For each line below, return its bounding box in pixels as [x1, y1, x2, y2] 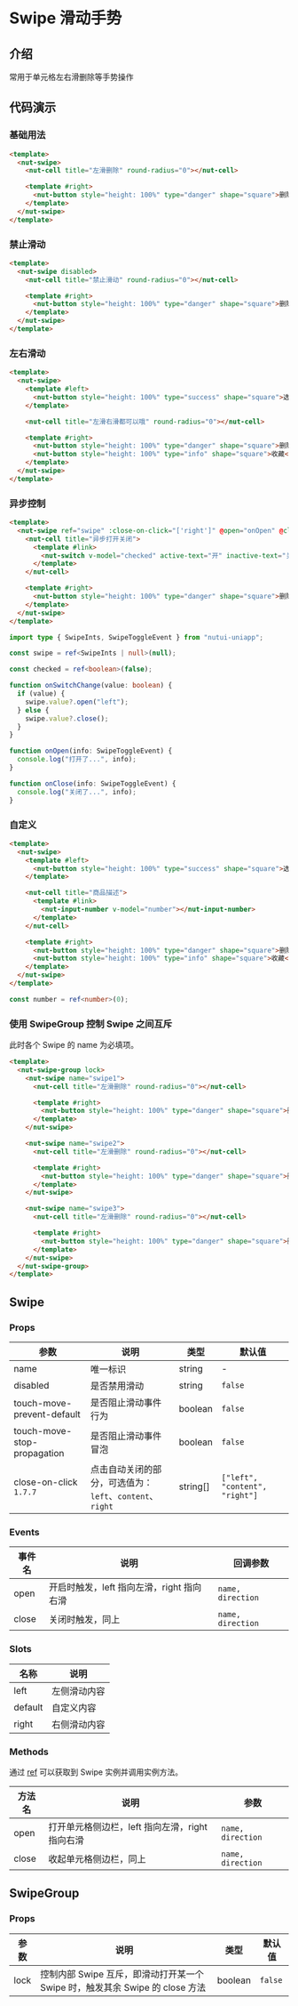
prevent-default [13, 1407, 82, 1420]
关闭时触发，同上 [48, 1614, 121, 1626]
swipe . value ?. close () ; [25, 713, 109, 723]
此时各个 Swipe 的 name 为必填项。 [9, 1040, 139, 1051]
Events [9, 1526, 40, 1538]
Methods [9, 1745, 49, 1758]
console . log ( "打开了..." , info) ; [17, 755, 137, 764]
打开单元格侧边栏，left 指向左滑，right [48, 1820, 208, 1833]
